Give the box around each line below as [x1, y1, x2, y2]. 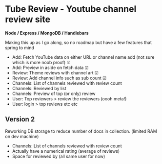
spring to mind [5, 45, 34, 50]
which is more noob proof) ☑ [12, 59, 71, 65]
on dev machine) [5, 133, 39, 139]
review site [5, 14, 50, 25]
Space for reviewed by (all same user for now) [12, 153, 105, 159]
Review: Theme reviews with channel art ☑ [12, 70, 99, 75]
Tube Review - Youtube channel [5, 3, 137, 15]
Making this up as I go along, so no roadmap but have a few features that [5, 39, 152, 45]
